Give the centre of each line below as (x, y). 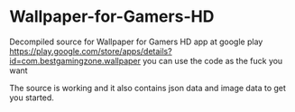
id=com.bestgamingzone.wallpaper (75, 61)
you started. (32, 98)
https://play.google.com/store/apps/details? (91, 51)
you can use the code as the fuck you (213, 61)
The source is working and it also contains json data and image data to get (148, 88)
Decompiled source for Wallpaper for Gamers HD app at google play (136, 42)
